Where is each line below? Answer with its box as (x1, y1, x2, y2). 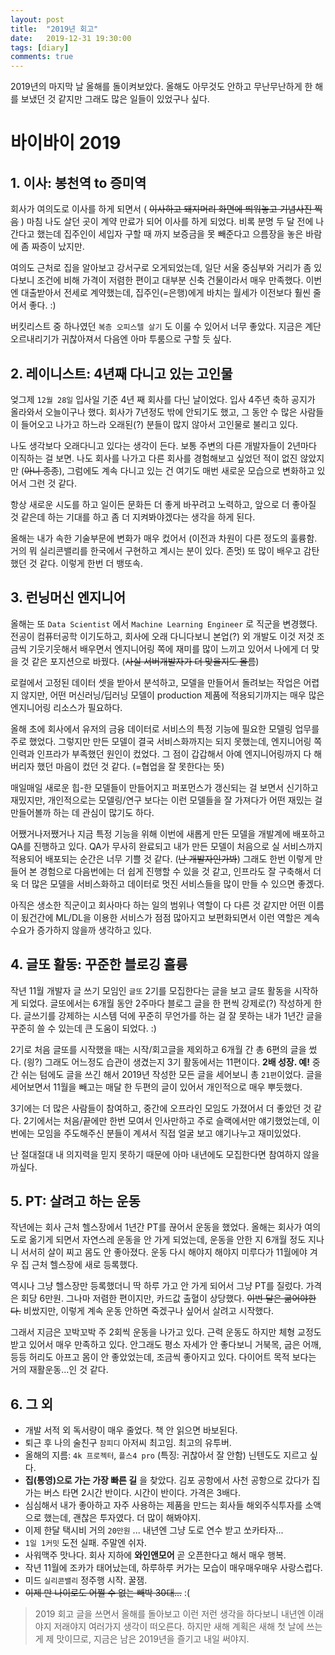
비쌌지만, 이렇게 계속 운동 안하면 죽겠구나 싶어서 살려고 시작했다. (23, 1305, 275, 1317)
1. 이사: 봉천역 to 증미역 (10, 174, 147, 191)
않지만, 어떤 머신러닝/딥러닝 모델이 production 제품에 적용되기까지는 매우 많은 (20, 689, 325, 701)
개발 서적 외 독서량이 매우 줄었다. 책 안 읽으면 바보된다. (24, 1424, 238, 1436)
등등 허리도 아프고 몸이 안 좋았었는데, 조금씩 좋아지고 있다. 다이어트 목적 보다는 (10, 1351, 317, 1363)
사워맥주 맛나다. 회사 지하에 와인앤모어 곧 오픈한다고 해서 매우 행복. (24, 1549, 287, 1561)
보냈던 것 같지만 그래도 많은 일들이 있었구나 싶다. (20, 93, 210, 105)
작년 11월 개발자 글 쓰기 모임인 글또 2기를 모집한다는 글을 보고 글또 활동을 (10, 984, 292, 996)
